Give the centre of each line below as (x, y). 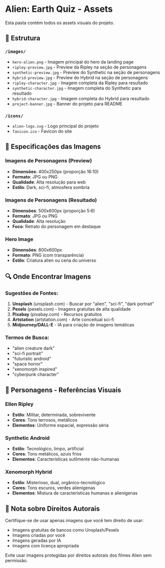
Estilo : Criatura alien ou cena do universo (54, 260)
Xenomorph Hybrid (29, 472)
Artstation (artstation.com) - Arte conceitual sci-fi (63, 319)
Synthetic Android (28, 438)
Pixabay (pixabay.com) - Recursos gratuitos (57, 314)
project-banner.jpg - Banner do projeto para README (67, 104)
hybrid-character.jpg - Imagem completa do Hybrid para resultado (81, 98)
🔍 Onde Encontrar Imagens (48, 276)
